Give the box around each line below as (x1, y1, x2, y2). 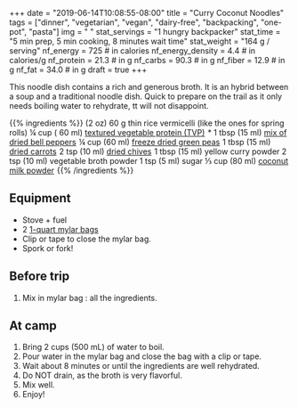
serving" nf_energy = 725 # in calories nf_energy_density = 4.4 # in (9, 45, 256, 56)
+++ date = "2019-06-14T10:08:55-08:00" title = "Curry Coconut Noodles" (9, 8, 285, 18)
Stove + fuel (21, 214, 68, 225)
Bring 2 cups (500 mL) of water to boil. (21, 342, 165, 353)
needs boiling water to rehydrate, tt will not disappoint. (9, 101, 209, 110)
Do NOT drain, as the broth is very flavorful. (21, 370, 182, 381)
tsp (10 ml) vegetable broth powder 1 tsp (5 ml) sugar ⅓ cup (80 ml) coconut (9, 156, 289, 166)
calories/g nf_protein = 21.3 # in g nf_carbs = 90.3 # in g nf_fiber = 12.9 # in (9, 55, 286, 65)
